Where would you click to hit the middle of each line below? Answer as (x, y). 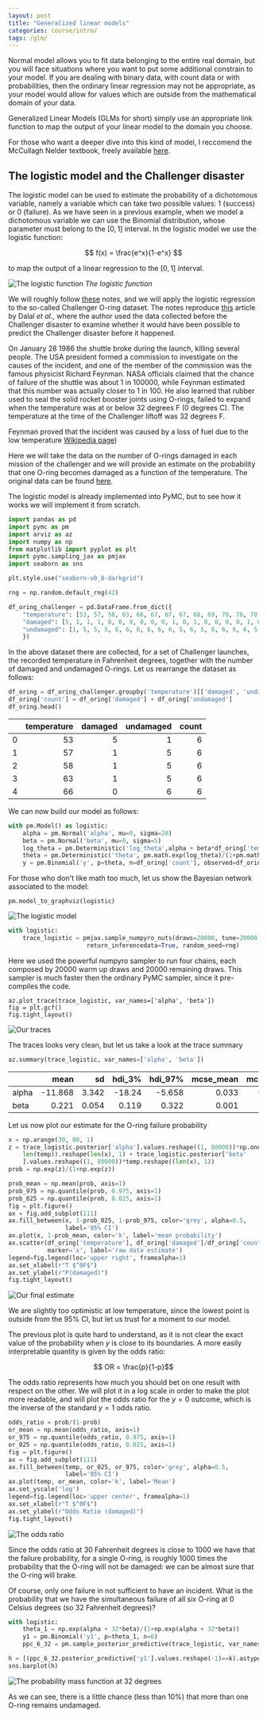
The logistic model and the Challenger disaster (126, 176)
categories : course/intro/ (53, 30)
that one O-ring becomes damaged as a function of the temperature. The (128, 473)
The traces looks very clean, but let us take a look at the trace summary (126, 1044)
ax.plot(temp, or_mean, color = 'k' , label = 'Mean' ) (92, 1482)
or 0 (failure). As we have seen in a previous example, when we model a (126, 212)
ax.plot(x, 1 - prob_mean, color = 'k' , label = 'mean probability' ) (115, 1236)
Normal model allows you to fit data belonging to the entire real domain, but (132, 61)
